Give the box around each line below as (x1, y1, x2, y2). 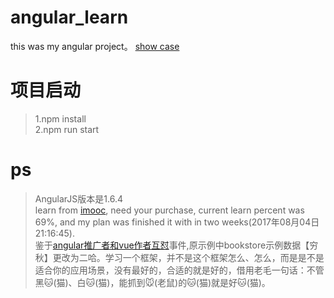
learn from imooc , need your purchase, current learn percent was (34, 204, 305, 216)
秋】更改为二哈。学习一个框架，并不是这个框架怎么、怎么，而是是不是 (34, 251, 325, 263)
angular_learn (10, 6, 129, 29)
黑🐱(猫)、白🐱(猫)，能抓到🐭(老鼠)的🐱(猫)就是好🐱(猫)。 (34, 276, 271, 288)
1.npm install (34, 112, 87, 125)
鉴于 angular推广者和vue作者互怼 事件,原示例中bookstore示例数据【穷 (34, 239, 319, 251)
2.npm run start (34, 123, 100, 135)
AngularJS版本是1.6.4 (34, 192, 123, 205)
